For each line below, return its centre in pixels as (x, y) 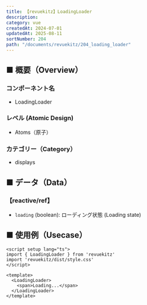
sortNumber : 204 (26, 39)
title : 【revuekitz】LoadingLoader (49, 12)
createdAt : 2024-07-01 (34, 28)
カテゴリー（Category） (41, 149)
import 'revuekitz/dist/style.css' (50, 259)
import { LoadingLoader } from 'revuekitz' (61, 254)
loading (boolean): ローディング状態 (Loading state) (78, 214)
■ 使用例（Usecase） (47, 235)
